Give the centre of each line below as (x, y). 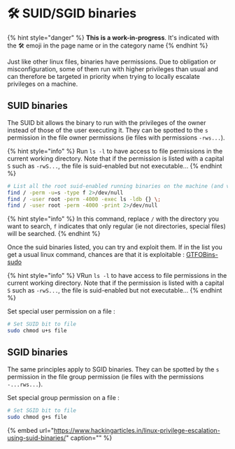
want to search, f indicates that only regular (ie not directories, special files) (116, 226)
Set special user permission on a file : (61, 311)
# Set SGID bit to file (42, 410)
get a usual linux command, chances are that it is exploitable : (96, 255)
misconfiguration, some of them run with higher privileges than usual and (113, 69)
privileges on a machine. (43, 84)
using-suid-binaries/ (37, 438)
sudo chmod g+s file (37, 417)
